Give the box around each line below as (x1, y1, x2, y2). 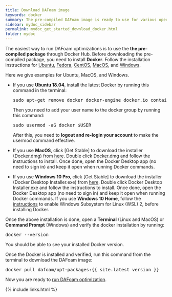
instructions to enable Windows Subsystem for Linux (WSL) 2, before (12, 201, 159, 207)
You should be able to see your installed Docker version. (5, 242, 124, 247)
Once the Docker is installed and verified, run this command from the (5, 251, 151, 257)
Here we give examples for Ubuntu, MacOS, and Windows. (5, 72, 130, 78)
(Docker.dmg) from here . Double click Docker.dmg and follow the (12, 153, 150, 159)
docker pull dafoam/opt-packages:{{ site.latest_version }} (5, 267, 160, 272)
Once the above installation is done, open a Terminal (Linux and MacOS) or (5, 216, 164, 222)
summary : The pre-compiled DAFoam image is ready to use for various (5, 17, 157, 22)
